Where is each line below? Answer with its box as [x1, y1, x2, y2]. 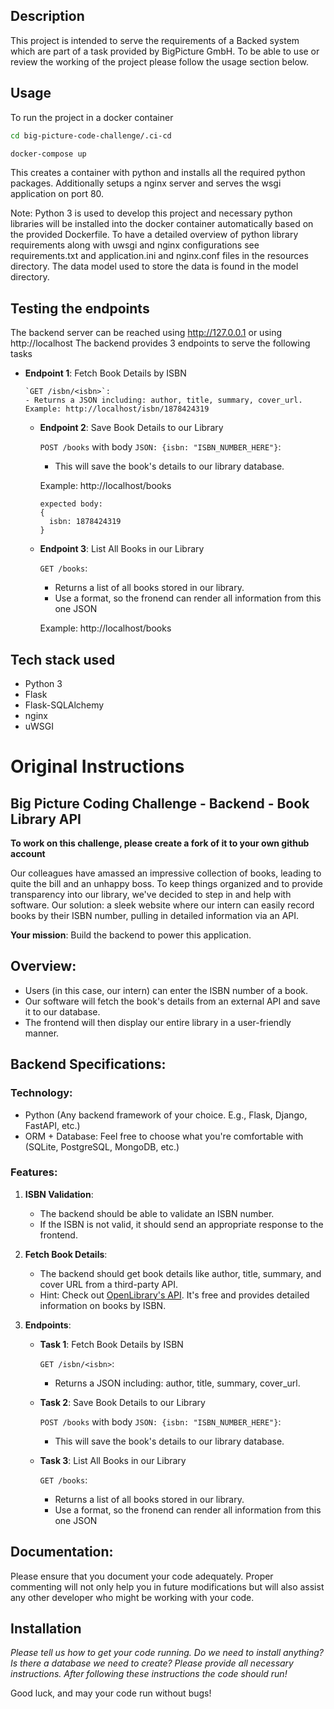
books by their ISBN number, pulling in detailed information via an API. [10, 910, 300, 921]
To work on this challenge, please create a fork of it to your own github [10, 837, 310, 849]
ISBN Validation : [24, 1188, 94, 1200]
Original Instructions [10, 755, 185, 778]
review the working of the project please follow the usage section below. [10, 55, 310, 68]
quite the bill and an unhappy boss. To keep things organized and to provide [10, 878, 324, 889]
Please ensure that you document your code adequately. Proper [10, 1570, 274, 1582]
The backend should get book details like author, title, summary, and [39, 1267, 322, 1279]
